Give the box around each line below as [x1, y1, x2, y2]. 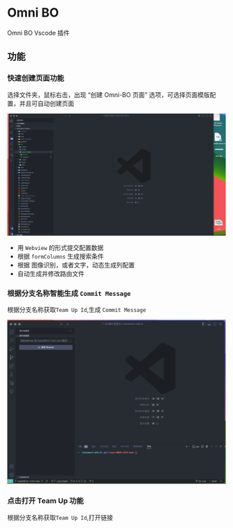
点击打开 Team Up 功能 [7, 496, 85, 506]
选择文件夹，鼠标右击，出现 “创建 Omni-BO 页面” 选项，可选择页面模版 [7, 90, 210, 98]
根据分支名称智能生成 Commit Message [7, 289, 131, 299]
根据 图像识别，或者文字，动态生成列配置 [17, 261, 135, 270]
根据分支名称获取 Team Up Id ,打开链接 [7, 513, 113, 521]
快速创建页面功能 [7, 73, 64, 83]
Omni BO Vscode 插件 [7, 28, 70, 37]
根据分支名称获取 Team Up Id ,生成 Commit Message [7, 306, 146, 314]
